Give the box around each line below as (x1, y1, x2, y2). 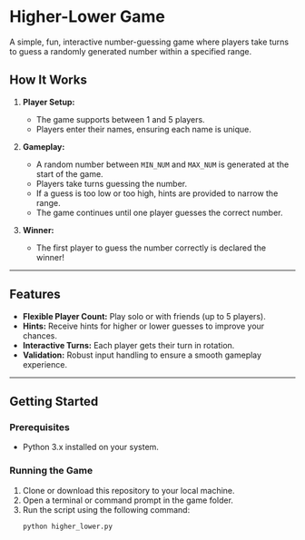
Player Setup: (22, 96, 75, 107)
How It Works (9, 73, 88, 88)
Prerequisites (9, 420, 70, 433)
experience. (22, 358, 68, 369)
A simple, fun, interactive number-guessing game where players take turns (9, 36, 290, 47)
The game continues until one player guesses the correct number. (35, 207, 283, 218)
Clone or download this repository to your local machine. (22, 485, 235, 496)
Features (9, 287, 61, 302)
